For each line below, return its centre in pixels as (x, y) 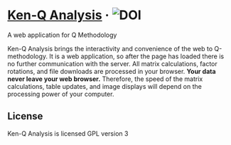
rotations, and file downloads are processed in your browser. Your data (112, 71)
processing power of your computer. (61, 94)
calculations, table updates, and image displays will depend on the (105, 86)
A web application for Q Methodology (62, 35)
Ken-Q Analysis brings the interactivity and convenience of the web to (110, 48)
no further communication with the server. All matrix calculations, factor (113, 63)
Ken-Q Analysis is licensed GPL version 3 (68, 133)
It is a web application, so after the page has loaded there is (137, 56)
